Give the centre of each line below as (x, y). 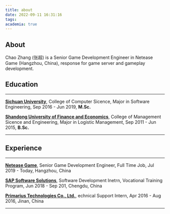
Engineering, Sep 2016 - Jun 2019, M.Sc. (48, 106)
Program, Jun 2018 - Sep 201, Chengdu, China (54, 186)
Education (22, 84)
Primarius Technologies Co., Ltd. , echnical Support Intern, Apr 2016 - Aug (83, 195)
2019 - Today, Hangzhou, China (38, 170)
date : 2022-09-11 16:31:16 (34, 15)
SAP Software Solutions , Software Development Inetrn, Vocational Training (84, 180)
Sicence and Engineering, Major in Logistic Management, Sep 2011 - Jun (81, 122)
